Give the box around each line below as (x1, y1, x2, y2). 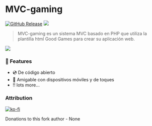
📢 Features (5, 58, 32, 65)
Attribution (5, 94, 33, 101)
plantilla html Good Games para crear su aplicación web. (17, 36, 135, 42)
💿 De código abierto (12, 69, 55, 76)
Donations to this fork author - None (5, 115, 81, 121)
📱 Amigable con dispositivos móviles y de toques (12, 77, 114, 83)
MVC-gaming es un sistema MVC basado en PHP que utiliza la (17, 30, 147, 36)
